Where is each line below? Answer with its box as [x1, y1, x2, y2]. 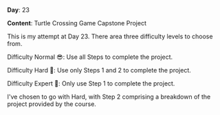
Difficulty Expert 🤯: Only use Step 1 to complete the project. [7, 79, 175, 88]
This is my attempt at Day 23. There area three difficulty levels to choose [7, 32, 213, 40]
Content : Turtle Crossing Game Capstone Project [7, 19, 146, 27]
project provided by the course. [7, 100, 96, 108]
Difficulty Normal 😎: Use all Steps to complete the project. [7, 53, 173, 61]
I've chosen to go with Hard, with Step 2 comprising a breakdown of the [7, 92, 211, 101]
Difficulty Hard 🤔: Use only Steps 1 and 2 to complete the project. [7, 66, 191, 74]
